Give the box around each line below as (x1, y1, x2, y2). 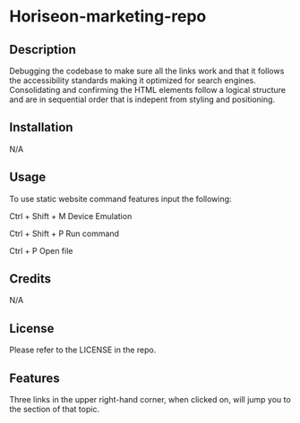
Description (9, 42, 76, 57)
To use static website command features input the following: (9, 193, 232, 204)
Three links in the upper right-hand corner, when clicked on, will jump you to (9, 394, 291, 405)
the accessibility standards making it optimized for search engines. (9, 75, 257, 86)
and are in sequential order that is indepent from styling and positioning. (9, 94, 276, 105)
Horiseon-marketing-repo (9, 6, 207, 27)
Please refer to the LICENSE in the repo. (9, 344, 157, 355)
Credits (9, 271, 52, 287)
